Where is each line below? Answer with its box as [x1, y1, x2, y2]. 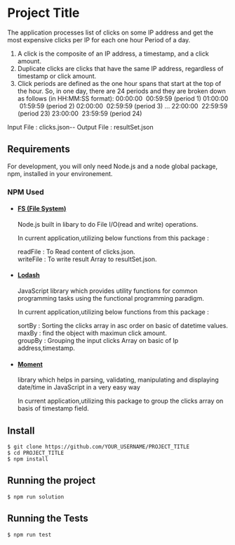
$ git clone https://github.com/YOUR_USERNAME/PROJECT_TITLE [7, 444, 190, 451]
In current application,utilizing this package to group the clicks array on [17, 396, 224, 406]
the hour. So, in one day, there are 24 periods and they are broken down [17, 87, 226, 95]
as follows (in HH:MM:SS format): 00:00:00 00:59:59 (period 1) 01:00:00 [17, 94, 229, 103]
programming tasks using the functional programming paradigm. [17, 294, 205, 303]
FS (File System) [17, 204, 67, 213]
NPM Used [7, 187, 44, 196]
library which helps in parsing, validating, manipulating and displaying [17, 375, 219, 384]
